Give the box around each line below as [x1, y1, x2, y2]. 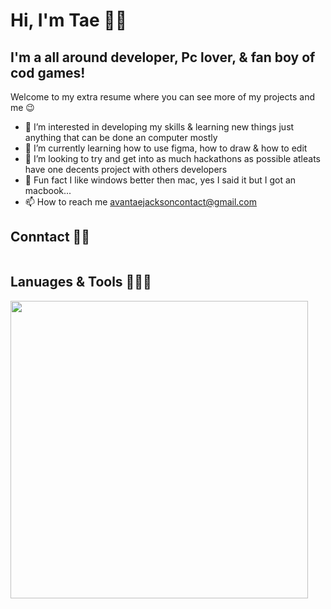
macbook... [24, 185, 72, 196]
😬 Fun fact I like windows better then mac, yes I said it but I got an [24, 174, 297, 186]
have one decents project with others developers [24, 164, 228, 175]
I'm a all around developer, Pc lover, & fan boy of [10, 49, 316, 66]
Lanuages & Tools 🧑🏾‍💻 [10, 274, 152, 291]
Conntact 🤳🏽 [10, 229, 91, 246]
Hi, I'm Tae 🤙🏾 [10, 9, 128, 32]
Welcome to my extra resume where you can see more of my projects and [10, 91, 315, 103]
